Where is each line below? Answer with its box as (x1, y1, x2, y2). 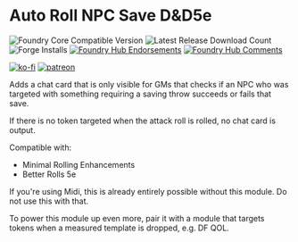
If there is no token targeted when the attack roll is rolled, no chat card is (9, 115, 277, 126)
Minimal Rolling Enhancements (21, 159, 136, 170)
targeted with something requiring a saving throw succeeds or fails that (9, 88, 272, 99)
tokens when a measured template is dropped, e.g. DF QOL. (9, 222, 229, 233)
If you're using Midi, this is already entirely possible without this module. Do (9, 186, 287, 196)
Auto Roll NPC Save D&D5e (9, 5, 212, 26)
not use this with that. (9, 196, 89, 206)
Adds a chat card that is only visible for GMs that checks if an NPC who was (9, 79, 289, 89)
